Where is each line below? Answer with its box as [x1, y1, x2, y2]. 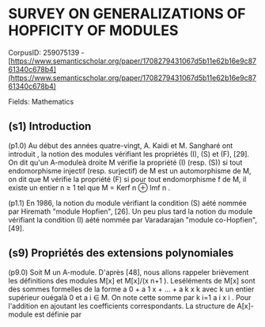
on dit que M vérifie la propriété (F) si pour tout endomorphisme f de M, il [8, 174, 247, 184]
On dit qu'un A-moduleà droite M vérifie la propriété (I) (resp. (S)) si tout [8, 158, 243, 167]
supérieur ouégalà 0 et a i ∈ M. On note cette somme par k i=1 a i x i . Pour [8, 292, 252, 302]
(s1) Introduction [8, 120, 92, 133]
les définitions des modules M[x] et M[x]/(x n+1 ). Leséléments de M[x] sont [8, 276, 256, 285]
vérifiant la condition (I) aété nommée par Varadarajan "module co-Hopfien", [8, 215, 257, 224]
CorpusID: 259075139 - [8, 48, 85, 57]
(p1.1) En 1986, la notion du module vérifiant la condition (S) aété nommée [8, 198, 247, 207]
